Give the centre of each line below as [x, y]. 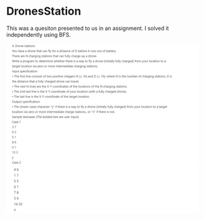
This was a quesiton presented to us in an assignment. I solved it [88, 28]
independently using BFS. [39, 34]
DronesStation [44, 11]
